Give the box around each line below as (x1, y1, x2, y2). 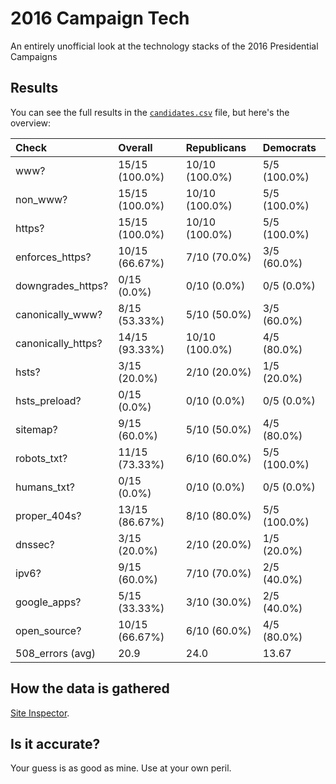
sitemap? (15, 422, 58, 436)
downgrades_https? (15, 278, 109, 292)
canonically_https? (15, 336, 103, 350)
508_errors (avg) (15, 646, 96, 660)
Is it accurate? (10, 735, 101, 752)
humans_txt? (15, 480, 75, 494)
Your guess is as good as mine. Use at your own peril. (10, 762, 232, 774)
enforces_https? (15, 250, 92, 264)
